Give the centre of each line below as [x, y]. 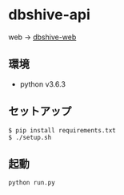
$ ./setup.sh [30, 137]
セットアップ [40, 111]
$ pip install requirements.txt [62, 130]
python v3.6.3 [43, 84]
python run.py [32, 183]
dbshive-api [49, 15]
